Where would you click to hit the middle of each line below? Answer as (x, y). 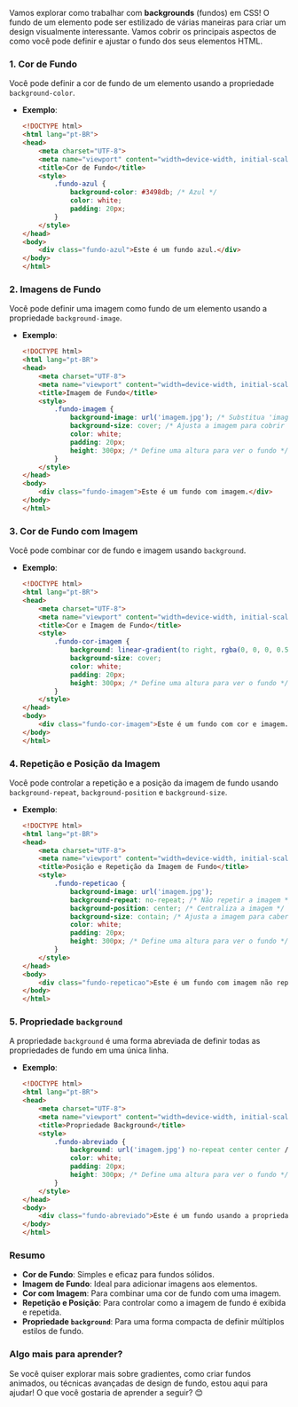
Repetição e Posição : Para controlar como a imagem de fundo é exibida (154, 1303)
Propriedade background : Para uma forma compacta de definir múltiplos (153, 1322)
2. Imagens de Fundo (55, 289)
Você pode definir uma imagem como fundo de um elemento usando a (138, 309)
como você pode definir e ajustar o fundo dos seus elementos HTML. (136, 41)
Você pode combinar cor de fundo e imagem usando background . (128, 550)
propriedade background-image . (66, 318)
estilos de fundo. (53, 1332)
